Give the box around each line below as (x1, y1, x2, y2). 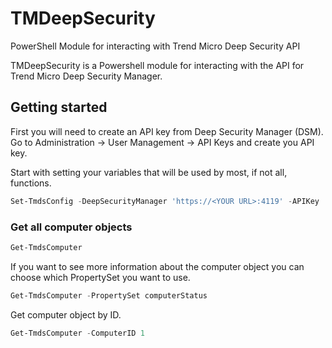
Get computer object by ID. (10, 308, 122, 321)
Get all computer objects (10, 220, 133, 234)
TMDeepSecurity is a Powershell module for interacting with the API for (10, 59, 305, 71)
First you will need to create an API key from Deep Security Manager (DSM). (10, 125, 324, 137)
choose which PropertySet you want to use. (10, 271, 191, 283)
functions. (10, 177, 52, 189)
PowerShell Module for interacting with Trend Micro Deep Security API (10, 40, 301, 52)
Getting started (10, 99, 108, 116)
